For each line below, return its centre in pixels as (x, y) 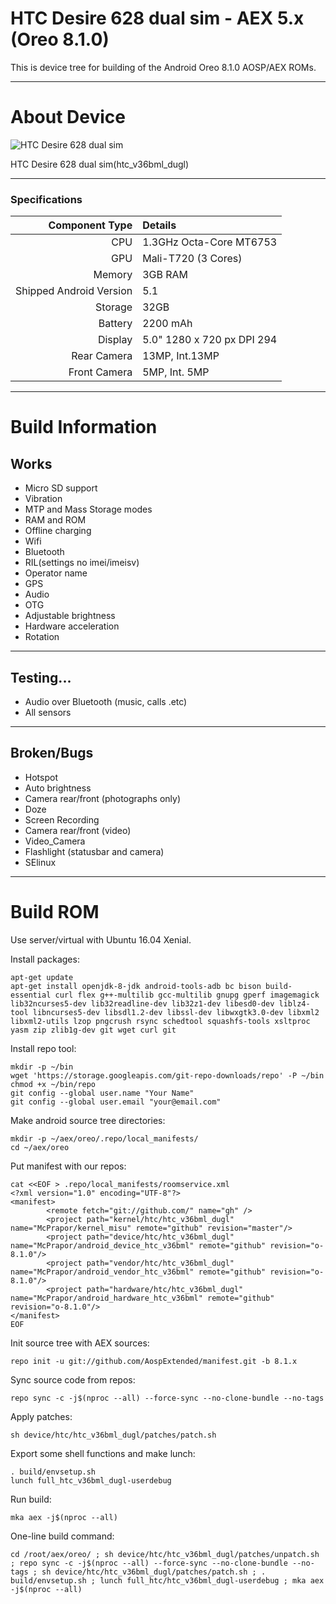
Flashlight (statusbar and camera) (94, 851)
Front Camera (100, 372)
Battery (115, 324)
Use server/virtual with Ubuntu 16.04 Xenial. (101, 939)
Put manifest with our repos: (68, 1166)
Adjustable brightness (70, 616)
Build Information (84, 427)
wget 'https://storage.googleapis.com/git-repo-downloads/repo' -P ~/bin (167, 1075)
